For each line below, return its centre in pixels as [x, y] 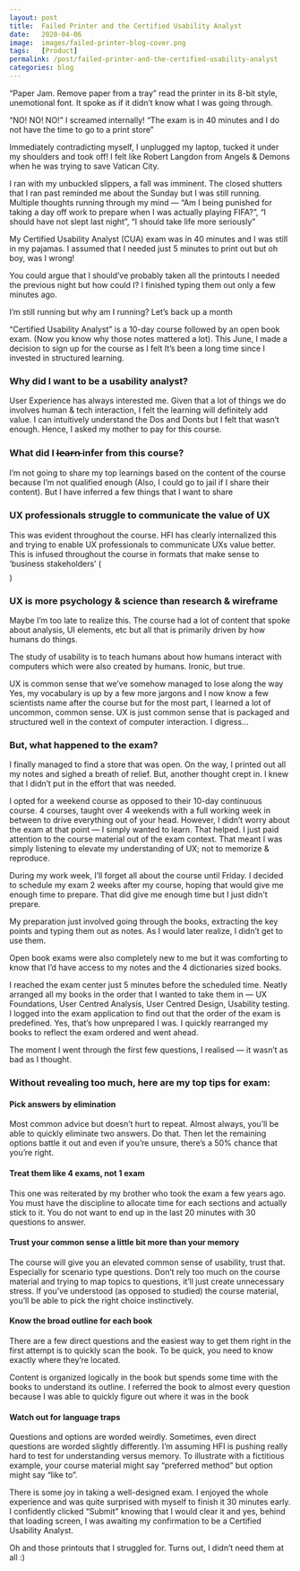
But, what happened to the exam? [84, 745]
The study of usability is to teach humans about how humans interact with [146, 657]
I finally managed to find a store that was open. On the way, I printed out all [148, 764]
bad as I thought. [40, 1060]
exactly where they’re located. [65, 1360]
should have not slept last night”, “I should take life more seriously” [133, 222]
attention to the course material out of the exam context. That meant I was [146, 839]
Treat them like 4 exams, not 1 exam [77, 1174]
